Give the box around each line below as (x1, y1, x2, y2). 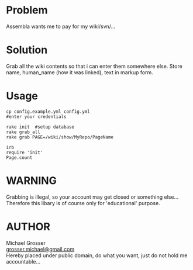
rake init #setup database (6, 124, 75, 130)
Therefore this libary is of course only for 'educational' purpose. (6, 199, 161, 206)
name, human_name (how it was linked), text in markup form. (6, 68, 153, 76)
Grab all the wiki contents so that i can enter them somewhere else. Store (6, 63, 182, 70)
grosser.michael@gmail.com (6, 245, 75, 252)
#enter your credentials (6, 113, 67, 120)
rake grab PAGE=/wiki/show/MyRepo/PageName (6, 134, 114, 140)
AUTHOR (6, 220, 51, 233)
